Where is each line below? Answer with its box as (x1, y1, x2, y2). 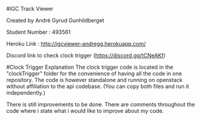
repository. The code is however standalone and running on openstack (6, 77, 183, 83)
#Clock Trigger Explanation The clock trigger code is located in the (6, 63, 174, 71)
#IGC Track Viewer (6, 5, 53, 12)
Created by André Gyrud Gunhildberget (6, 17, 105, 24)
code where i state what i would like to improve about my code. (6, 107, 164, 114)
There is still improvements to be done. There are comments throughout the (6, 101, 196, 108)
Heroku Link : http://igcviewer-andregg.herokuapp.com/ (6, 40, 147, 47)
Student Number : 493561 (6, 28, 71, 36)
